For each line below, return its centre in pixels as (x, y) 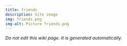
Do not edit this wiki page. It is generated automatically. (64, 38)
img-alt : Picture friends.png (37, 24)
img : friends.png (24, 19)
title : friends (21, 10)
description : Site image (31, 14)
